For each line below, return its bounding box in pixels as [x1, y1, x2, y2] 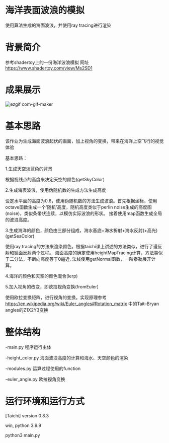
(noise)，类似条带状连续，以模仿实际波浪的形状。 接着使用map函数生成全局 [5, 210, 162, 216]
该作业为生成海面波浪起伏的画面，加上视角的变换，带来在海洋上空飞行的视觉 [5, 138, 164, 144]
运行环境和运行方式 [5, 396, 85, 407]
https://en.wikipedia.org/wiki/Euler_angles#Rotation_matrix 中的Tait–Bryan [5, 301, 159, 307]
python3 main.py [5, 432, 40, 438]
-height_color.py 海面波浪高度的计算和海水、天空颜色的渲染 [5, 354, 128, 360]
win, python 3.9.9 [5, 422, 42, 428]
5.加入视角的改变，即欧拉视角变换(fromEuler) [5, 283, 99, 289]
